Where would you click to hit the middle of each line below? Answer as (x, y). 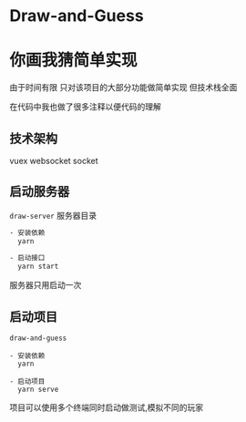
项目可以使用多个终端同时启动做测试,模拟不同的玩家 (107, 407)
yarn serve (38, 389)
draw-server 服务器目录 (53, 215)
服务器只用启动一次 (46, 285)
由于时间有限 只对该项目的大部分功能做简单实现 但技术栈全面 (123, 87)
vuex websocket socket (54, 160)
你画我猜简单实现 (74, 61)
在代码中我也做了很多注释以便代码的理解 (85, 107)
